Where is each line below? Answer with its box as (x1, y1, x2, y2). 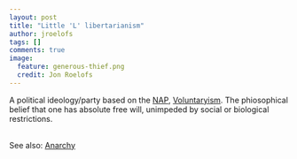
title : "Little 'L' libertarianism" (9, 21, 145, 30)
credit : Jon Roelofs (17, 71, 93, 79)
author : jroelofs (9, 29, 74, 38)
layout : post (9, 12, 58, 22)
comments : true (9, 46, 66, 55)
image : (9, 54, 34, 63)
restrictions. (9, 113, 53, 124)
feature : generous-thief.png (17, 63, 125, 72)
